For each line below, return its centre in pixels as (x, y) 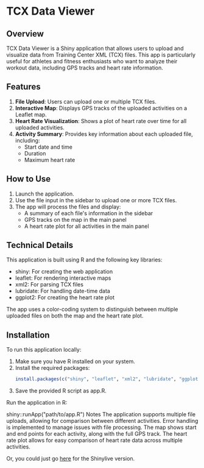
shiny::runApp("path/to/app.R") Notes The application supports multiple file (101, 414)
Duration (35, 153)
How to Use (29, 179)
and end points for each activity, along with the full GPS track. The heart (97, 434)
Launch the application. (44, 194)
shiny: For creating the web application (64, 272)
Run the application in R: (37, 403)
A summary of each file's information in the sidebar (89, 213)
